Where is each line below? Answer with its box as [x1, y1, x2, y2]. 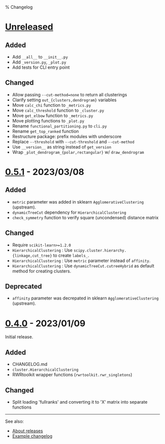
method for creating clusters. [12, 268, 71, 274]
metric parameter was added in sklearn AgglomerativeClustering [12, 199, 144, 205]
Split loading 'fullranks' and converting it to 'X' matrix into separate [12, 399, 148, 405]
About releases [12, 428, 43, 434]
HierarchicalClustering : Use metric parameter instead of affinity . [12, 258, 151, 264]
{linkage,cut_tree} [12, 253, 53, 258]
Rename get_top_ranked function [12, 128, 79, 134]
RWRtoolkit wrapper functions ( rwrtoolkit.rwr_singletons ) [12, 372, 133, 378]
